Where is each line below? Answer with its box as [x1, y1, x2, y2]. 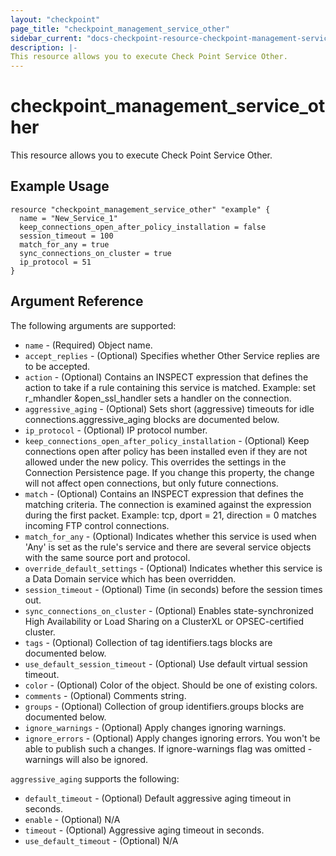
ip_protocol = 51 [19, 257, 92, 267]
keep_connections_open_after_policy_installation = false [19, 222, 267, 232]
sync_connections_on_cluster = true [19, 248, 172, 258]
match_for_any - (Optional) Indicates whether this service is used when [24, 530, 317, 542]
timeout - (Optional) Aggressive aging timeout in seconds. [24, 824, 265, 836]
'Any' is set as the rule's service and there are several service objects [24, 541, 312, 553]
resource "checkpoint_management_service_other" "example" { [10, 204, 271, 215]
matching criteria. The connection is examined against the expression [24, 498, 312, 510]
